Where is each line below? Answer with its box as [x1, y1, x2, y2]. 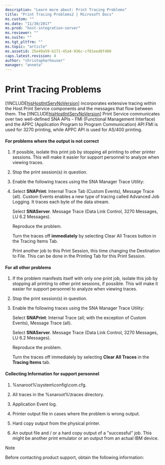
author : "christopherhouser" [5, 58, 65, 63]
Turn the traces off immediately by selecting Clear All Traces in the [12, 354, 150, 360]
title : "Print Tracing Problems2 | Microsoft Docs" [5, 12, 114, 17]
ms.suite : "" [5, 35, 32, 40]
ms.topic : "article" [5, 44, 48, 49]
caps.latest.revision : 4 [5, 53, 56, 58]
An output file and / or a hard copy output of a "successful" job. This [12, 430, 152, 436]
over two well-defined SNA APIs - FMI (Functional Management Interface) [5, 116, 156, 122]
